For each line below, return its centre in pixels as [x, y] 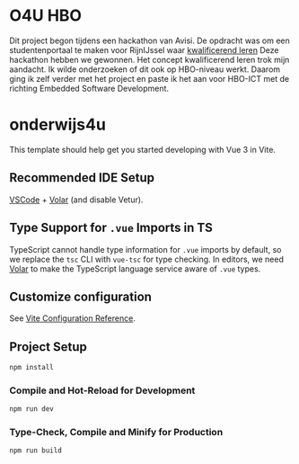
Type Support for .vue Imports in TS [111, 228]
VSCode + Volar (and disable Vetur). [76, 200]
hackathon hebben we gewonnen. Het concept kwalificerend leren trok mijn [149, 59]
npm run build [36, 451]
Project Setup [48, 347]
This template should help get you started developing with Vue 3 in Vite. [143, 149]
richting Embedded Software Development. [89, 88]
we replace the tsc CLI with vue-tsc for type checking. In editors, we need [147, 259]
